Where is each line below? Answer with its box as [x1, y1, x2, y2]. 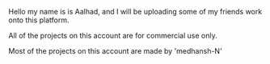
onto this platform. [8, 15, 70, 25]
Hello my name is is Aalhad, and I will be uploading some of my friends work [8, 7, 263, 16]
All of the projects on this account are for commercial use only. [8, 31, 217, 40]
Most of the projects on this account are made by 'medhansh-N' [8, 46, 222, 55]
